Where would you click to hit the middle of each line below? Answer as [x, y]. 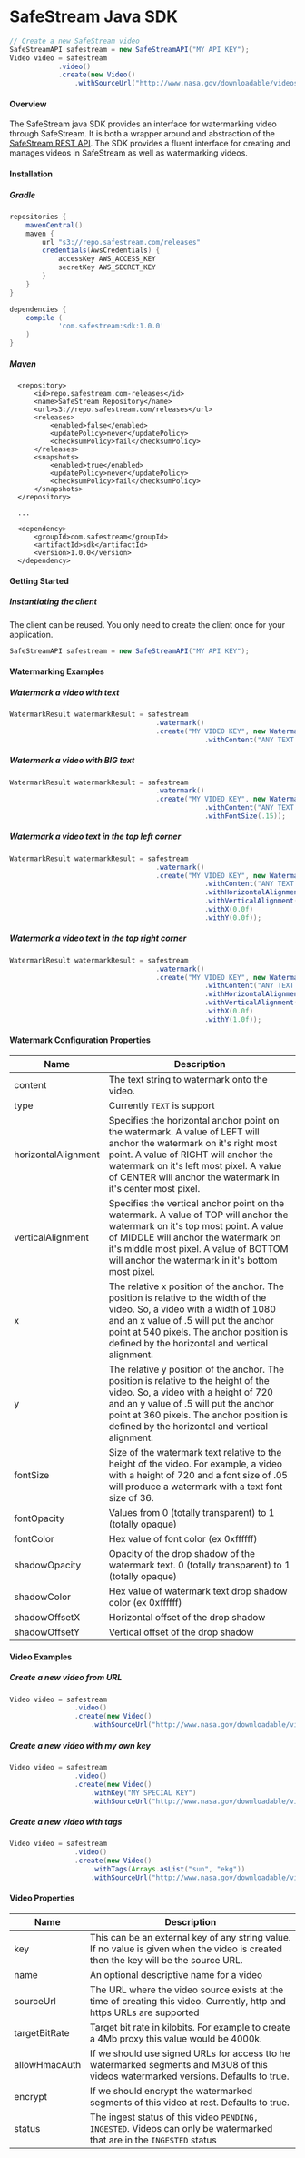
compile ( [44, 318]
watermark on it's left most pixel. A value [195, 1166]
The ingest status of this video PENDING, [174, 2117]
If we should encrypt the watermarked [171, 2091]
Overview [28, 104]
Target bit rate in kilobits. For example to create [190, 2027]
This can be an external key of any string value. [190, 1937]
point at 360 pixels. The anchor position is [198, 1415]
